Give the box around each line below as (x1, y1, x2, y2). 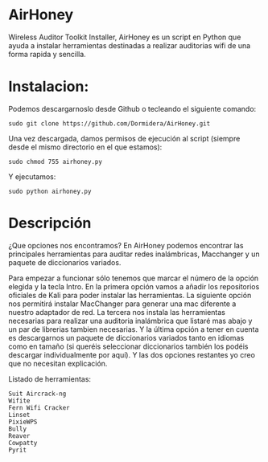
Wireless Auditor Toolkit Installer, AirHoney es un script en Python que (8, 32, 241, 42)
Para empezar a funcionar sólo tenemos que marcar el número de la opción (8, 273, 259, 283)
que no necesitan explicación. (8, 358, 108, 368)
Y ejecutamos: (8, 171, 56, 182)
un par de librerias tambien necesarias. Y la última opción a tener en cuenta (8, 324, 259, 334)
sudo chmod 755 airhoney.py (8, 157, 103, 166)
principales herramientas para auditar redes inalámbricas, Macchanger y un (8, 249, 260, 259)
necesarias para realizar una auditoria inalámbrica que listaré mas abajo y (8, 316, 253, 325)
